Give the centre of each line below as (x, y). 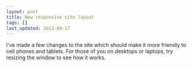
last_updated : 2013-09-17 (38, 28)
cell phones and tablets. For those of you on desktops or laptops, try (90, 52)
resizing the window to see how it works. (56, 58)
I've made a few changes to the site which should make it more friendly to (96, 45)
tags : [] (17, 23)
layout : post (22, 12)
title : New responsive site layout (50, 17)
